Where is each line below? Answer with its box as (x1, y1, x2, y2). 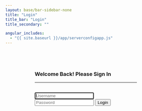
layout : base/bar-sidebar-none (5, 7, 72, 13)
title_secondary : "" (5, 21, 50, 27)
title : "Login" (5, 12, 38, 17)
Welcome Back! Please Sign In (35, 71, 111, 77)
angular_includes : (5, 31, 44, 36)
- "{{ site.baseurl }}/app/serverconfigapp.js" (10, 36, 113, 41)
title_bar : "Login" (5, 17, 47, 22)
